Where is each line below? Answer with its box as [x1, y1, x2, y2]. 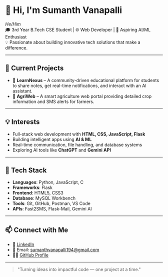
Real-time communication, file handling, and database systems [12, 141, 142, 147]
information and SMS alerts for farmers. [12, 98, 94, 104]
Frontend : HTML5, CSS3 [12, 190, 63, 196]
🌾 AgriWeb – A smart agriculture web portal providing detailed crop [12, 93, 152, 99]
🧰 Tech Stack [5, 166, 47, 174]
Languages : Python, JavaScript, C [12, 179, 84, 185]
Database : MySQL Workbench [12, 195, 76, 201]
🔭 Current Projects [5, 64, 64, 72]
